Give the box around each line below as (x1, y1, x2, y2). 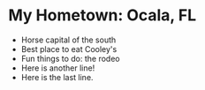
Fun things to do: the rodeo (20, 53, 120, 64)
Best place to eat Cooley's (20, 43, 118, 54)
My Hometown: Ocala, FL (8, 5, 196, 26)
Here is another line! (20, 63, 95, 73)
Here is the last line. (20, 71, 94, 82)
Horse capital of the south (20, 34, 117, 45)
